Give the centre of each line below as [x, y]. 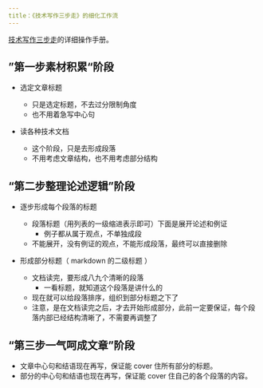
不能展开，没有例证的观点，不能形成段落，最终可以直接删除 [130, 243]
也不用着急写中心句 [63, 115]
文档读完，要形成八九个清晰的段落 [88, 278]
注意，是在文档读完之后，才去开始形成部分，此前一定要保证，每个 [140, 307]
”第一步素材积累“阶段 [61, 67]
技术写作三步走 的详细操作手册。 [61, 39]
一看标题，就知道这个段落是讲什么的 [103, 287]
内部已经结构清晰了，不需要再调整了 [98, 318]
